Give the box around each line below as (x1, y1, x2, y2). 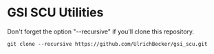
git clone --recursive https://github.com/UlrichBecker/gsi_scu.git (7, 40, 208, 47)
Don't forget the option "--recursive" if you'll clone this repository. (7, 27, 195, 36)
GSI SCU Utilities (7, 5, 104, 21)
